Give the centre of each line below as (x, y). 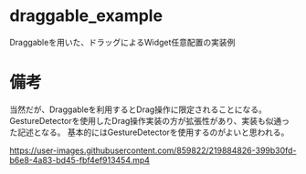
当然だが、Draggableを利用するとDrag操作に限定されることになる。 (138, 109)
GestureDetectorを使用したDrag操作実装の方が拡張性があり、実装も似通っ (150, 120)
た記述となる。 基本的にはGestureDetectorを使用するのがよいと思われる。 (149, 132)
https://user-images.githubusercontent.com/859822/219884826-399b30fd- (153, 150)
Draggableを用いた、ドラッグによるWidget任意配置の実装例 (122, 42)
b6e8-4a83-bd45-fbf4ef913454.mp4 (80, 159)
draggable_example (86, 16)
